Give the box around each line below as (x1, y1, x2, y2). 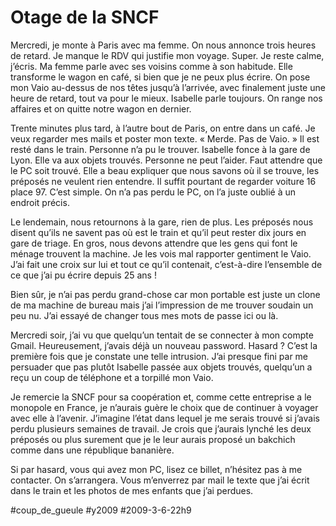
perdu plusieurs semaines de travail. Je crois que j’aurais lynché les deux (10, 422, 312, 435)
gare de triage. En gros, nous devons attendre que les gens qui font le (10, 237, 298, 249)
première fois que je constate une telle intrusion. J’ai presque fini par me (10, 350, 309, 362)
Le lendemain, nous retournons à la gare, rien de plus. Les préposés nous (10, 216, 314, 228)
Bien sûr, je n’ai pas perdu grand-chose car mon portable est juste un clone (10, 288, 321, 300)
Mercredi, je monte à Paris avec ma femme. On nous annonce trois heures (10, 39, 317, 51)
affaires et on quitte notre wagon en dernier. (10, 102, 192, 115)
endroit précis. (10, 196, 70, 208)
